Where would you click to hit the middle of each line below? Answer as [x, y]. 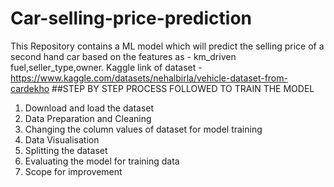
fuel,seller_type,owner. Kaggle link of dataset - [106, 67]
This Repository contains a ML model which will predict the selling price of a [167, 46]
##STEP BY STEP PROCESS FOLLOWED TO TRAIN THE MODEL [183, 88]
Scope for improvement [73, 171]
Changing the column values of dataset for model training [143, 129]
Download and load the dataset [89, 108]
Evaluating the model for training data [102, 161]
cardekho [30, 88]
